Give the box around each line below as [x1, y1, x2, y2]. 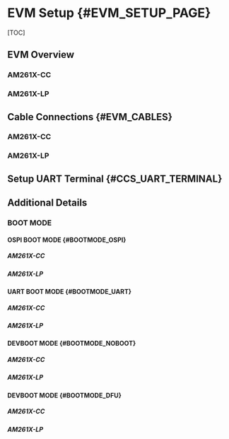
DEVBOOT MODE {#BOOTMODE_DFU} [7, 391, 122, 399]
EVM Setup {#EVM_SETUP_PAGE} [7, 5, 211, 21]
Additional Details [7, 197, 88, 209]
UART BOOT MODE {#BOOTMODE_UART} [7, 288, 132, 296]
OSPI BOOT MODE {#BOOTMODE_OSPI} [7, 235, 127, 244]
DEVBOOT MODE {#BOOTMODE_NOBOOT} [7, 339, 136, 348]
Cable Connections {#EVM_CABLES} [7, 111, 173, 123]
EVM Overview [7, 49, 75, 61]
